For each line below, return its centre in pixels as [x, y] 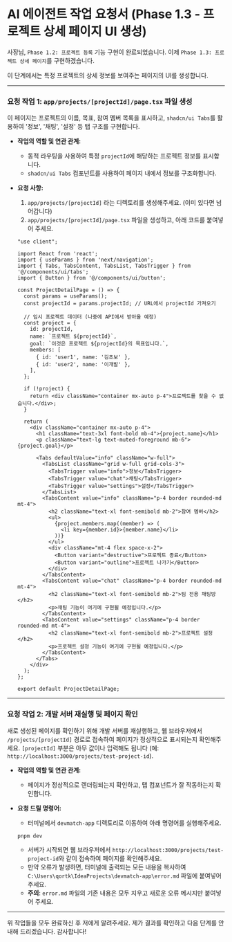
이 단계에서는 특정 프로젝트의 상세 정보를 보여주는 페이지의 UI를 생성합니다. [108, 75]
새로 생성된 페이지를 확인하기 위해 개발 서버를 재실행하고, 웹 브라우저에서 [105, 730]
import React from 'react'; [57, 254]
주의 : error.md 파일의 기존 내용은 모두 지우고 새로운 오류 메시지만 [115, 893]
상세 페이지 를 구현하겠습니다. [57, 60]
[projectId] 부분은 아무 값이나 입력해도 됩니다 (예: [90, 748]
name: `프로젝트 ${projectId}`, [74, 336]
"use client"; [37, 242]
